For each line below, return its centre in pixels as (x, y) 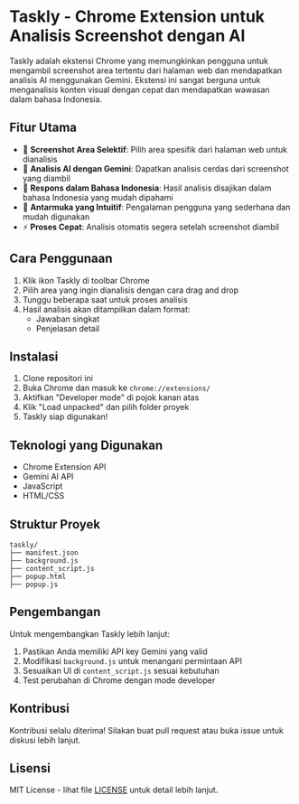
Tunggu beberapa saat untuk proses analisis (105, 299)
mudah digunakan (56, 216)
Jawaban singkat (68, 319)
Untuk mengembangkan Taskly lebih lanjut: (89, 633)
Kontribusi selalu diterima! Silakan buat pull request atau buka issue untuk (147, 730)
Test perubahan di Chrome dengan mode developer (119, 680)
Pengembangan (55, 612)
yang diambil (46, 178)
